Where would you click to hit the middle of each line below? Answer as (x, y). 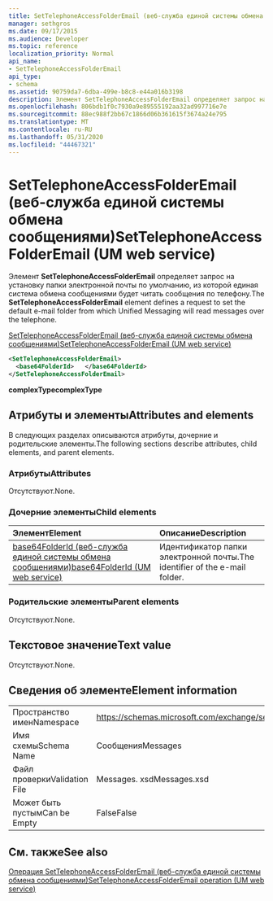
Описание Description (203, 533)
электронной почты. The (207, 557)
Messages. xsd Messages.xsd (153, 780)
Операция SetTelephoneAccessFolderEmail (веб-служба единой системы (135, 872)
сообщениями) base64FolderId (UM (82, 567)
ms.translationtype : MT (49, 122)
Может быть (37, 803)
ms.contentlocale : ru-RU (50, 129)
